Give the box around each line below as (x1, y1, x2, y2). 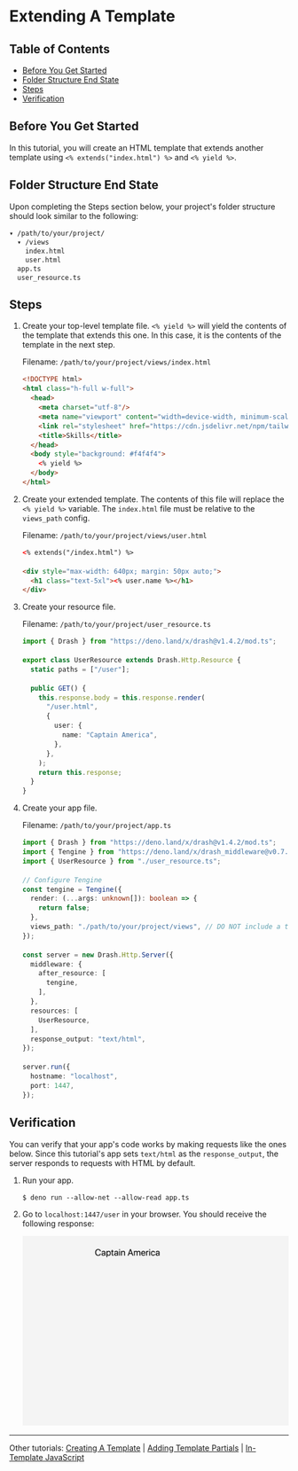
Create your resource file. (21, 601, 116, 613)
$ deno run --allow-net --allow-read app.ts (21, 1193, 190, 1202)
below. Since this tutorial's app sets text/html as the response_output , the (9, 1148, 279, 1159)
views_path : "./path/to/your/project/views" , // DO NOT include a (30, 922, 281, 932)
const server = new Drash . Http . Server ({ (21, 951, 174, 959)
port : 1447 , (30, 1081, 74, 1090)
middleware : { (30, 959, 82, 968)
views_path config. (21, 513, 90, 523)
